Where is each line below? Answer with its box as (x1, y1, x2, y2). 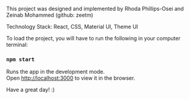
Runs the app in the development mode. (6, 68, 105, 76)
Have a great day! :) (6, 86, 55, 94)
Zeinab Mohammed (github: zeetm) (6, 11, 94, 19)
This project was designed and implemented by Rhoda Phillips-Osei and (6, 5, 184, 12)
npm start (6, 56, 35, 62)
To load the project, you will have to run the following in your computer (6, 35, 181, 41)
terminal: (6, 41, 28, 48)
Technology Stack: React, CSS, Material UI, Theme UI (6, 23, 138, 30)
